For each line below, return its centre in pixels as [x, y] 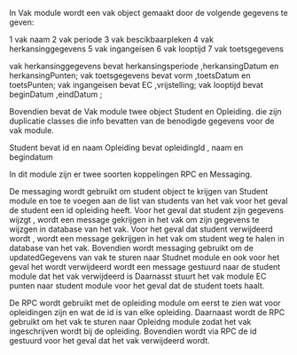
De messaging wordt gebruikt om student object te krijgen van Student [139, 191]
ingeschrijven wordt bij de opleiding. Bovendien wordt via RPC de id [133, 331]
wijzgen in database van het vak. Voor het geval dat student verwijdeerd [141, 229]
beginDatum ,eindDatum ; [56, 94]
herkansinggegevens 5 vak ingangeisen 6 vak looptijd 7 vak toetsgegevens [146, 49]
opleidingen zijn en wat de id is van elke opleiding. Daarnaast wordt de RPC [147, 312]
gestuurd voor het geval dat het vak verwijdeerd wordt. [109, 340]
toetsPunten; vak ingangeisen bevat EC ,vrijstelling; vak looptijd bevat [137, 85]
